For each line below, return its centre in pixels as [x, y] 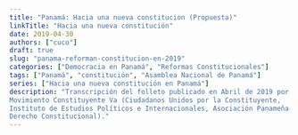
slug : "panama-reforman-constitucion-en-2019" [97, 59]
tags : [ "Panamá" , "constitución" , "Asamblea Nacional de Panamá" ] [135, 75]
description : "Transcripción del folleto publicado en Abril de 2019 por [149, 91]
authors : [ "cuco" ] [43, 42]
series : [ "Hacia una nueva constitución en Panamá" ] [109, 83]
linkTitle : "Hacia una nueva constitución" [91, 26]
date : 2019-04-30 [41, 34]
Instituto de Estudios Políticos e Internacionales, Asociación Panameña [149, 108]
